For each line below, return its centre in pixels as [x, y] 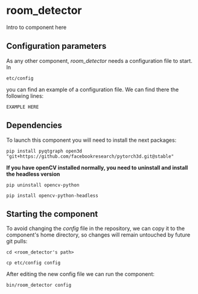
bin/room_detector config [39, 285]
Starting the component [52, 214]
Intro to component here [37, 27]
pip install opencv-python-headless [52, 196]
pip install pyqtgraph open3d [44, 151]
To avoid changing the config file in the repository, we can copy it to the [96, 228]
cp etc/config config [34, 263]
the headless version [33, 174]
